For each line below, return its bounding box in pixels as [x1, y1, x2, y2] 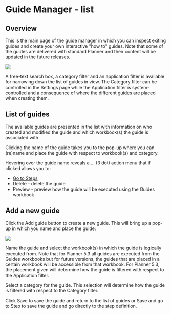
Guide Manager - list [5, 4, 94, 15]
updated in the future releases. [5, 54, 71, 60]
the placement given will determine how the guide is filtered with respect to [5, 266, 164, 273]
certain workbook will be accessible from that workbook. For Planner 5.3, [5, 261, 160, 267]
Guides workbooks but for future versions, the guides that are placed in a [5, 256, 160, 262]
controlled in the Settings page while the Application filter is [5, 85, 132, 90]
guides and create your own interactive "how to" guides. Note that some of [5, 43, 164, 49]
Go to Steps [12, 175, 38, 181]
